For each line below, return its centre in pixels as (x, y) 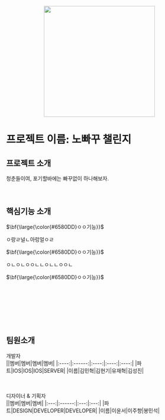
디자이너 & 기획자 (26, 396)
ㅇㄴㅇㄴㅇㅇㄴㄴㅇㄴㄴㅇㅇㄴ (40, 264)
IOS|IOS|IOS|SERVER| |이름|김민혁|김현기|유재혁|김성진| (78, 370)
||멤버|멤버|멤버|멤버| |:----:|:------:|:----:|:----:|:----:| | (72, 363)
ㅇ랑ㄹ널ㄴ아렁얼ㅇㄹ (30, 239)
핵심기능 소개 (29, 211)
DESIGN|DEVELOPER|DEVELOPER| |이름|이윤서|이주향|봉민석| (86, 411)
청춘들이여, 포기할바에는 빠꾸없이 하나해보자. (58, 178)
